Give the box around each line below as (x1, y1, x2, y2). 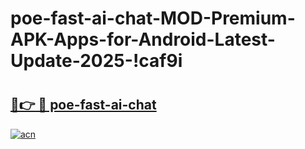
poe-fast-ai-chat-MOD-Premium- (10, 7, 296, 30)
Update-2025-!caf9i (10, 50, 183, 72)
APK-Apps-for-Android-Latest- (10, 28, 276, 51)
